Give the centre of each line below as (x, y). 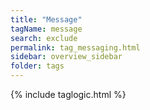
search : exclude (44, 38)
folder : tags (37, 66)
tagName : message (46, 29)
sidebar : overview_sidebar (66, 57)
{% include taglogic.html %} (68, 94)
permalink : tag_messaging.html (75, 47)
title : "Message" (46, 19)
